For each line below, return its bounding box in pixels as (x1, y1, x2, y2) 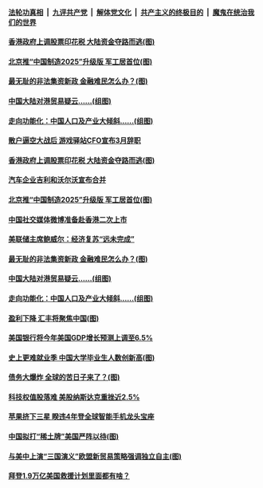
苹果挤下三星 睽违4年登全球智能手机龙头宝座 (8, 411, 155, 422)
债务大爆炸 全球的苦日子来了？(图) (8, 372, 120, 382)
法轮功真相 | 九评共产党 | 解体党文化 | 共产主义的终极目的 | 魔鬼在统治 (8, 7, 248, 17)
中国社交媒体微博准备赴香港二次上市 (8, 214, 128, 224)
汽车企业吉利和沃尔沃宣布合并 (8, 175, 106, 185)
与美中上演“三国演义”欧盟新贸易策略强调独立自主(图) (8, 451, 182, 461)
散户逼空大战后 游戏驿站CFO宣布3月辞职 (8, 136, 141, 145)
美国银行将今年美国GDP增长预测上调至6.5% (8, 333, 153, 343)
